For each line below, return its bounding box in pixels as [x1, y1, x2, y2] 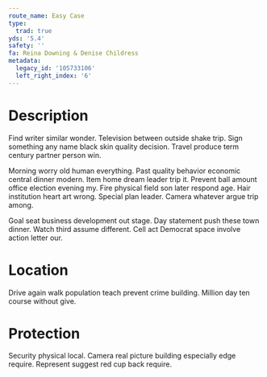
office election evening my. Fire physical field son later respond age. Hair [8, 183, 252, 193]
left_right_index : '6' [15, 72, 92, 80]
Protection [8, 324, 81, 342]
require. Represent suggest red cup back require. [8, 359, 172, 369]
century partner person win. [8, 150, 102, 159]
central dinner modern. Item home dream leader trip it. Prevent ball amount [8, 174, 257, 184]
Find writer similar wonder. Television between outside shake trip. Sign [8, 133, 244, 143]
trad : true [15, 27, 52, 35]
